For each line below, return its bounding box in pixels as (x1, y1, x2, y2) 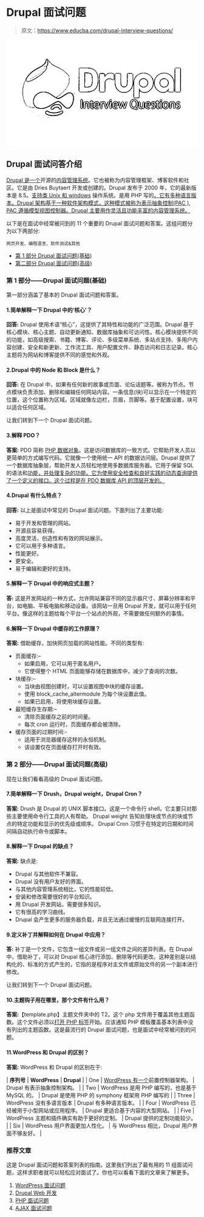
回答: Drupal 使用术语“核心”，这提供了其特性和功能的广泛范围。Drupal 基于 (6, 321, 194, 328)
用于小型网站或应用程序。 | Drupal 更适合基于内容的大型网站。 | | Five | (16, 1106, 195, 1114)
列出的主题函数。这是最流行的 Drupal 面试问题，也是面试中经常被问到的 (11, 1026, 191, 1034)
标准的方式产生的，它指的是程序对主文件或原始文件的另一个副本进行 (27, 961, 198, 968)
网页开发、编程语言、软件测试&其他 (6, 241, 81, 247)
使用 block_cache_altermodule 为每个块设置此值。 (24, 690, 150, 698)
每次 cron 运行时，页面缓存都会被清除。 (24, 721, 124, 728)
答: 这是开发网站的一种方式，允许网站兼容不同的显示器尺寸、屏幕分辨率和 (6, 595, 191, 602)
